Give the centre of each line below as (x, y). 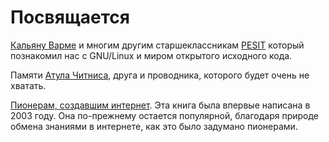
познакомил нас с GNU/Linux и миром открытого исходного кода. (151, 55)
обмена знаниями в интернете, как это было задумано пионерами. (154, 126)
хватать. (28, 85)
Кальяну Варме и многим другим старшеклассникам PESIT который (157, 45)
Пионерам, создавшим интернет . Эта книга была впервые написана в (160, 105)
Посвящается (70, 17)
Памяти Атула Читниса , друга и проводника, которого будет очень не (160, 75)
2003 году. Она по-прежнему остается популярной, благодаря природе (165, 115)
